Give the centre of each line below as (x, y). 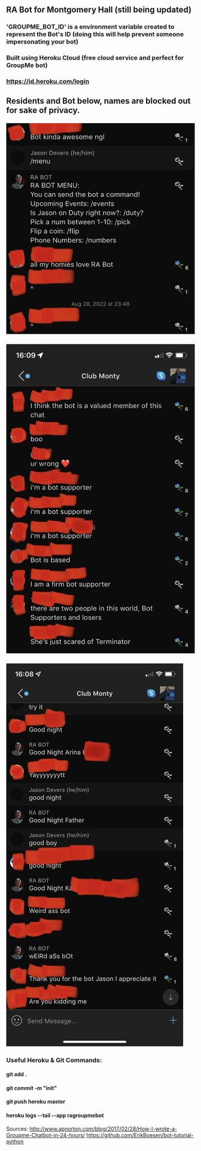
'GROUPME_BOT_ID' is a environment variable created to (90, 27)
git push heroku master (36, 1102)
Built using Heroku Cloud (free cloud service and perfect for (95, 58)
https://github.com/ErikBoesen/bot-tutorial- (140, 1135)
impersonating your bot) (42, 42)
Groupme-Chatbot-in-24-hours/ (46, 1135)
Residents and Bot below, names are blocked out (98, 101)
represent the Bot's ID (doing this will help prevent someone (95, 34)
